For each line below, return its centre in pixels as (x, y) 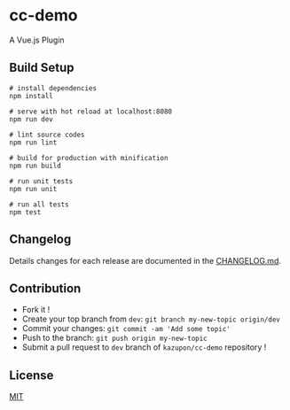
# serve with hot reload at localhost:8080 (91, 112)
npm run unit (33, 189)
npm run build (35, 166)
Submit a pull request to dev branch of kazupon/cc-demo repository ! (144, 347)
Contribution (45, 288)
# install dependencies (53, 88)
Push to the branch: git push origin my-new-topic (115, 338)
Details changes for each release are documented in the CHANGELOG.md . (145, 260)
